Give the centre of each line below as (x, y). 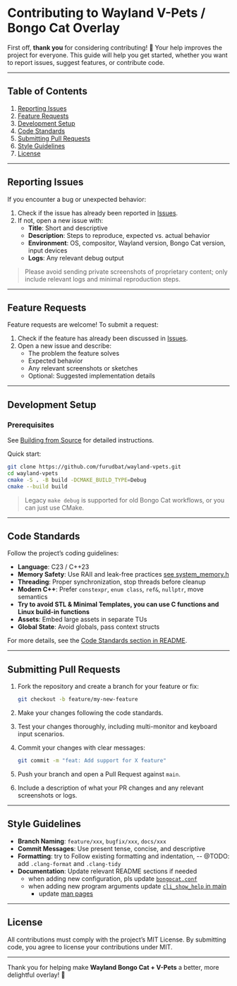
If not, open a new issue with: (60, 220)
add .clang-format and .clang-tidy (69, 863)
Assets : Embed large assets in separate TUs (82, 620)
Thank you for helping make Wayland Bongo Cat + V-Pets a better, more (114, 967)
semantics (32, 597)
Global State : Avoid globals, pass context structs (89, 627)
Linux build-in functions (54, 612)
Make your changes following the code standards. (90, 713)
